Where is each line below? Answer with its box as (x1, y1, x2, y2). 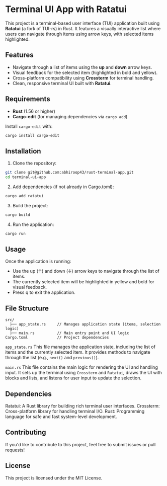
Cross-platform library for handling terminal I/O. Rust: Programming (5, 409, 145, 415)
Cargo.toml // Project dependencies (5, 335, 109, 340)
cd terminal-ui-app (5, 175, 46, 180)
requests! (5, 447, 25, 453)
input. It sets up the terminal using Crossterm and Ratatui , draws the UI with (5, 370, 162, 376)
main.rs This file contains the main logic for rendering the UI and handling (5, 364, 158, 370)
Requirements (5, 95, 50, 104)
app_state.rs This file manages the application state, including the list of (5, 344, 156, 350)
